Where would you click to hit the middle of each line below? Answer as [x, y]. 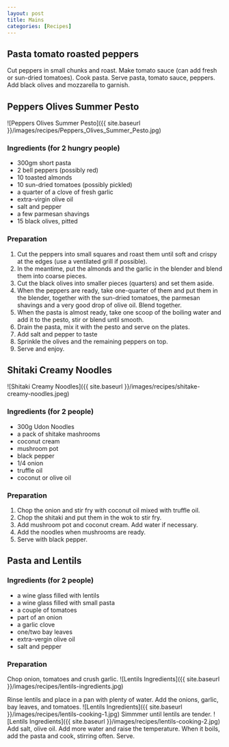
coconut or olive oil [44, 478]
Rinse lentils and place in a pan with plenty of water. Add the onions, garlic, [113, 699]
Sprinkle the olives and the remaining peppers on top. [93, 341]
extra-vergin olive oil [46, 639]
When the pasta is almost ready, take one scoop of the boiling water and [119, 312]
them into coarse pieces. [52, 275]
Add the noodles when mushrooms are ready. [81, 532]
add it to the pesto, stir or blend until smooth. [80, 319]
